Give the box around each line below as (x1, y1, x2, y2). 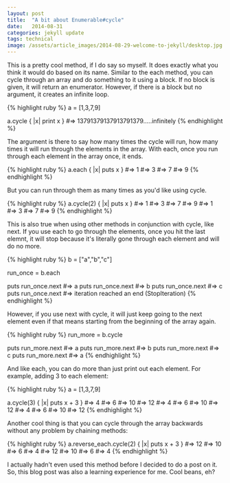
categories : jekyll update (7, 29, 84, 36)
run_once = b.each (7, 269, 60, 277)
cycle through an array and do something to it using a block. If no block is (7, 76, 215, 83)
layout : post (7, 10, 45, 17)
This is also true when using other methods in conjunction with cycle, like (7, 220, 214, 228)
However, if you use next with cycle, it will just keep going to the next (7, 310, 203, 318)
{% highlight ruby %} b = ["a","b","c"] (7, 255, 112, 264)
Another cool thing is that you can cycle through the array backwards (7, 419, 203, 427)
